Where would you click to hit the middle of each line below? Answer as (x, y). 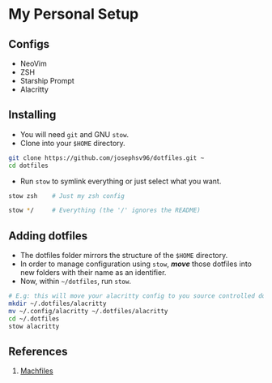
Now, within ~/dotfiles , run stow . (76, 282)
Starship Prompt (47, 81)
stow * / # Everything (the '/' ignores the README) (104, 211)
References (38, 351)
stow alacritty (34, 326)
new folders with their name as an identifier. (93, 273)
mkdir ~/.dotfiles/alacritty (57, 303)
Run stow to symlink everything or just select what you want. (121, 181)
